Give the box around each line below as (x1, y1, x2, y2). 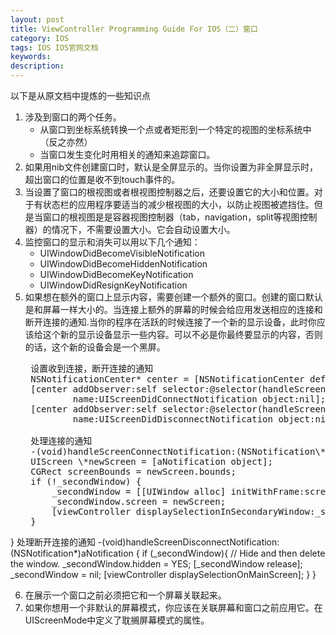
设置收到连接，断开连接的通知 (30, 363, 154, 374)
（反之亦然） (39, 136, 93, 148)
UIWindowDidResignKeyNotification (39, 279, 188, 291)
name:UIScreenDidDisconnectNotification (72, 414, 273, 425)
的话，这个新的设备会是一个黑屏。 (24, 341, 166, 353)
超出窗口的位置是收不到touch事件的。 (24, 174, 181, 185)
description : (10, 61, 65, 71)
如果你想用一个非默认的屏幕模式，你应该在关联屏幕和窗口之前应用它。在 (24, 602, 323, 613)
